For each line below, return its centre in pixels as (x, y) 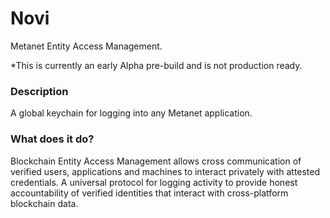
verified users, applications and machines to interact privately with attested (165, 171)
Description (39, 91)
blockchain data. (44, 203)
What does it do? (52, 139)
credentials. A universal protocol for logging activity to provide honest (154, 182)
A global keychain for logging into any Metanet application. (131, 113)
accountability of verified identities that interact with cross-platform (149, 193)
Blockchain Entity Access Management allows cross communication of (156, 161)
